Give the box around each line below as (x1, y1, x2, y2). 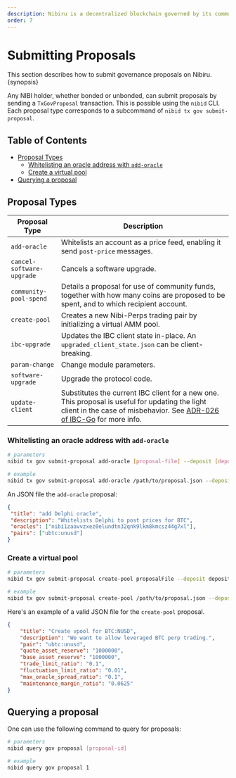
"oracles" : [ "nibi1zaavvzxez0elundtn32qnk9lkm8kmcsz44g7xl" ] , (10, 523, 197, 530)
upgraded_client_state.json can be (60, 339, 179, 349)
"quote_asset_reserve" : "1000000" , (20, 647, 124, 655)
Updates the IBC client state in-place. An (60, 331, 197, 341)
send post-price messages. (60, 246, 153, 256)
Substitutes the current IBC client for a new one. (60, 388, 219, 398)
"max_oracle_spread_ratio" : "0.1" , (20, 673, 124, 680)
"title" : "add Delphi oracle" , (10, 510, 102, 517)
